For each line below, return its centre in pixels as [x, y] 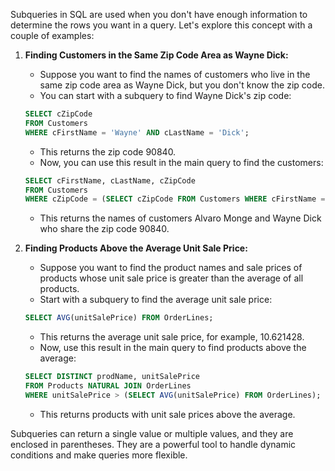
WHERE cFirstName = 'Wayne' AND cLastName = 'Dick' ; [137, 132]
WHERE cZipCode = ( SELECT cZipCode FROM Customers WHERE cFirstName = [175, 199]
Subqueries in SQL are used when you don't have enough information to [159, 14]
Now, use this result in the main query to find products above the [173, 348]
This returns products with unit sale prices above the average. [167, 414]
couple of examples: [52, 35]
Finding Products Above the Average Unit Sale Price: [136, 248]
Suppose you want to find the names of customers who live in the [175, 74]
